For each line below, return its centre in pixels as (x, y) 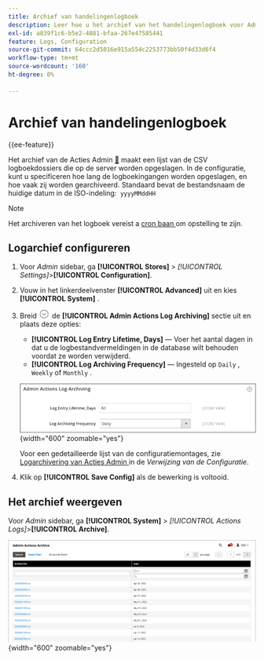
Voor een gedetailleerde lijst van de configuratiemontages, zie (120, 454)
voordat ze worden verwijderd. (81, 356)
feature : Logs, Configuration (58, 42)
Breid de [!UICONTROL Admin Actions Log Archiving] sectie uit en (135, 316)
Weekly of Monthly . (62, 373)
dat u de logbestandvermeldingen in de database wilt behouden (135, 348)
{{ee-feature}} (31, 144)
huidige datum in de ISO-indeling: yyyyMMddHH (82, 193)
